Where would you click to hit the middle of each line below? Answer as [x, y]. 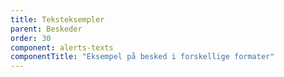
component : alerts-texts [62, 47]
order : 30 [31, 38]
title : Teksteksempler [57, 19]
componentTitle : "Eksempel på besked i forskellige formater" [142, 57]
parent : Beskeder [46, 29]
